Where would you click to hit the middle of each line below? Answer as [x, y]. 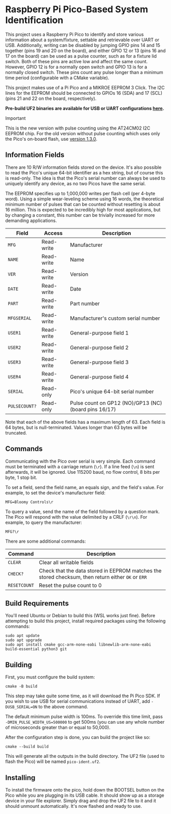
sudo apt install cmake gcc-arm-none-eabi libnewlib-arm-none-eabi [78, 645]
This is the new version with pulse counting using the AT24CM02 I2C [78, 128]
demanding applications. [31, 220]
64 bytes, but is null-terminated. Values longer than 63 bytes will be [76, 427]
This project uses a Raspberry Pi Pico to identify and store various [75, 34]
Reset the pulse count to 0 [70, 585]
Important [16, 118]
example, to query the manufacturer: [44, 522]
